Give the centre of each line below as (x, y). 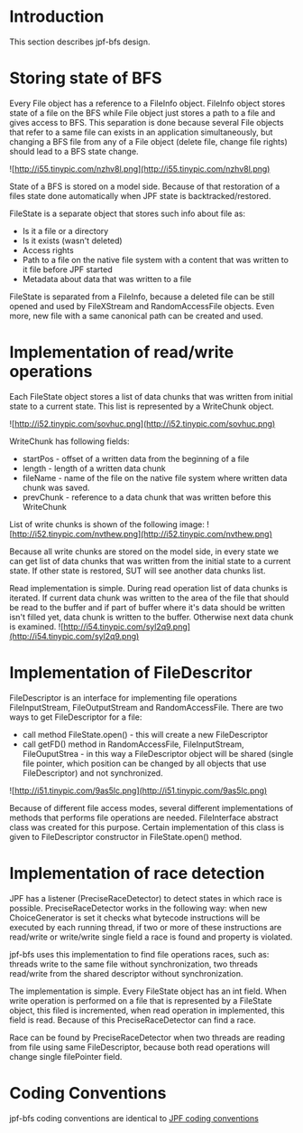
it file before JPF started (67, 269)
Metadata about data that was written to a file (107, 279)
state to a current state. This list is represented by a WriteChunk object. (142, 406)
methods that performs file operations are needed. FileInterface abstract (144, 817)
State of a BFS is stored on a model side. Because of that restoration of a (145, 186)
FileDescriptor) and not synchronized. (93, 773)
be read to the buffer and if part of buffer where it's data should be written (147, 607)
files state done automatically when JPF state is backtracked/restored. (140, 195)
